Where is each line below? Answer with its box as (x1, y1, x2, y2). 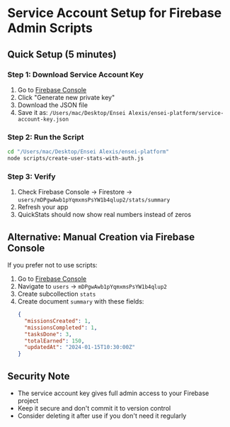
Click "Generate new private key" (17, 93, 115, 101)
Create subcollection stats (17, 289, 96, 299)
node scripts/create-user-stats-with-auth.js (7, 155, 144, 162)
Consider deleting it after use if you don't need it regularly (17, 411, 187, 420)
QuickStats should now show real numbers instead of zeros (17, 211, 192, 219)
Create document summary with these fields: (17, 297, 144, 306)
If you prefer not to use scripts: (7, 261, 98, 270)
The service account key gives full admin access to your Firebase (17, 389, 209, 397)
